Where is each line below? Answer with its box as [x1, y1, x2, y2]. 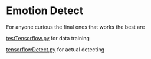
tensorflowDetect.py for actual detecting [6, 46, 105, 53]
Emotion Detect [6, 4, 84, 18]
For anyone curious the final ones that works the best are [6, 23, 145, 30]
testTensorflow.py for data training [6, 34, 90, 41]
